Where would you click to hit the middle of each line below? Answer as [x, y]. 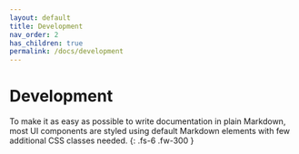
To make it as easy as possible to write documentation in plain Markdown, [148, 121]
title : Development [46, 26]
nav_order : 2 [34, 34]
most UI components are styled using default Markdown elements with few [150, 131]
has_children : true [46, 43]
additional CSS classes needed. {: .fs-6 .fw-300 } [102, 140]
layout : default [40, 18]
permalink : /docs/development [67, 52]
